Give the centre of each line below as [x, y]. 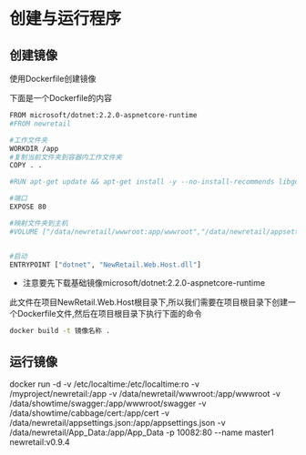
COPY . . [26, 166]
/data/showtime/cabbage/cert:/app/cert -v [90, 413]
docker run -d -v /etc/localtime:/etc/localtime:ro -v [105, 384]
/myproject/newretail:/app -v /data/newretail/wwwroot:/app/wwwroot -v [145, 394]
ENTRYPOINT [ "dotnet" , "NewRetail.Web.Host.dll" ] [106, 265]
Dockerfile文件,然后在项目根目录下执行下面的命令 [109, 314]
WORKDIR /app [34, 148]
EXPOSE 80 [28, 207]
